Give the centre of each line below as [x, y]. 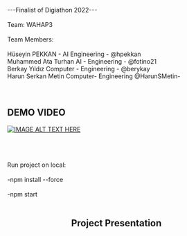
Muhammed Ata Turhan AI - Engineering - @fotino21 [82, 61]
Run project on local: [37, 165]
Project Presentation [116, 223]
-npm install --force [35, 179]
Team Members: [30, 39]
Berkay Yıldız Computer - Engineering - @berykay [79, 69]
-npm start [23, 194]
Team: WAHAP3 [30, 25]
